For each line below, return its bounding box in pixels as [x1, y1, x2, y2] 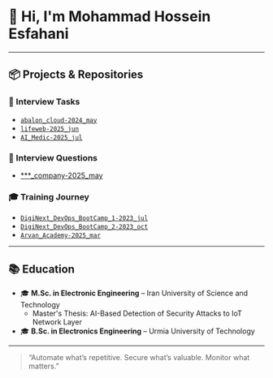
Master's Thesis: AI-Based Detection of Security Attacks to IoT [32, 308, 242, 319]
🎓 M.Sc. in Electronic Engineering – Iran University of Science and [19, 288, 249, 299]
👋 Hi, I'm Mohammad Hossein [8, 7, 211, 26]
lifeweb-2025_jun [19, 125, 80, 133]
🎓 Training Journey [8, 191, 89, 202]
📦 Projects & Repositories [8, 68, 144, 82]
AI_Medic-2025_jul [19, 133, 83, 141]
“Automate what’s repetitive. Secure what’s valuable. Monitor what [28, 353, 250, 363]
